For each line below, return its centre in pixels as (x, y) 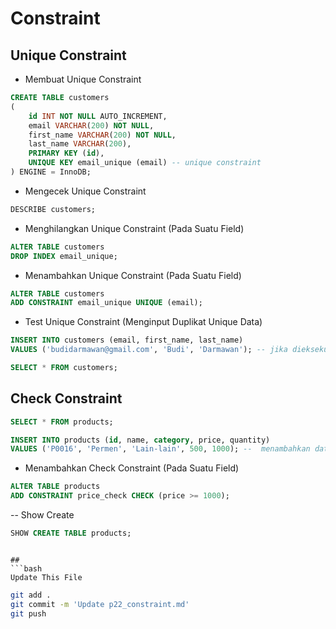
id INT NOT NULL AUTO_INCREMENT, (98, 116)
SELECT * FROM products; (62, 422)
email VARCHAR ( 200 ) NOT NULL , (91, 125)
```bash (26, 568)
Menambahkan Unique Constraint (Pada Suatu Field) (133, 275)
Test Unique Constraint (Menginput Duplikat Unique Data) (143, 322)
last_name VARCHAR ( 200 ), (80, 144)
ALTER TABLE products (55, 487)
